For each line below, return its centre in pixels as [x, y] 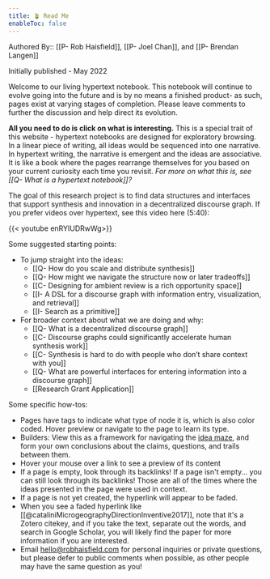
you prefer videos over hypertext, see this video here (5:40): [109, 212]
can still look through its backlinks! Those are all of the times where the [138, 480]
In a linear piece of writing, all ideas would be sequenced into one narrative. [135, 145]
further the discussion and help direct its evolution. [93, 112]
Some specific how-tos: [48, 404]
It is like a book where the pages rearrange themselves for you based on [129, 162]
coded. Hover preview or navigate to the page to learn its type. [124, 428]
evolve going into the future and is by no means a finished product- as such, [135, 95]
